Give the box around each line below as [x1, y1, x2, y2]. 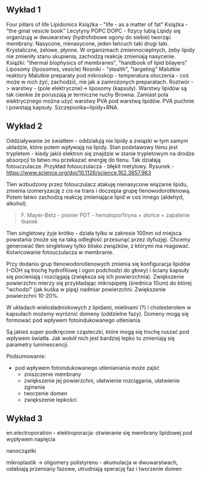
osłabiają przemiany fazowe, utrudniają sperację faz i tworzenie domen [6, 465, 182, 473]
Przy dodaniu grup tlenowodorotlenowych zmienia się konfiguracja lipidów [6, 260, 191, 267]
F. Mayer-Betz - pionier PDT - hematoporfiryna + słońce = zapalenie [20, 211, 190, 219]
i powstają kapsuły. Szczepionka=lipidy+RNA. [6, 103, 119, 110]
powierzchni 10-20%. [6, 292, 59, 299]
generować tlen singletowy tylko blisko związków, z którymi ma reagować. [6, 242, 190, 249]
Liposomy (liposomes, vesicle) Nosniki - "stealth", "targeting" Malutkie [6, 65, 181, 73]
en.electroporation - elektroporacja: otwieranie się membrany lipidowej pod [6, 429, 193, 437]
